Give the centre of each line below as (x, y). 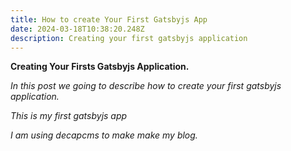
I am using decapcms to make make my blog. (104, 135)
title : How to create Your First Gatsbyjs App (109, 19)
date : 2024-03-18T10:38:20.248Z (77, 29)
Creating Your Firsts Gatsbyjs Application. (100, 67)
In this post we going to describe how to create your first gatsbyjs (146, 86)
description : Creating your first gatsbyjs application (129, 38)
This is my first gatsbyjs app (69, 116)
